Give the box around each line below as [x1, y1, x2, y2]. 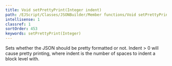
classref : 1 [5, 21, 31, 27]
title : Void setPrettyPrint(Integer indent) [5, 7, 102, 13]
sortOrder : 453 [5, 26, 38, 31]
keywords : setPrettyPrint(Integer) [5, 31, 81, 36]
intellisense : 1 [5, 17, 40, 22]
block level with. [5, 56, 40, 61]
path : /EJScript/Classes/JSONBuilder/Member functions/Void [5, 12, 137, 17]
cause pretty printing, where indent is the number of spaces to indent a [5, 50, 156, 56]
